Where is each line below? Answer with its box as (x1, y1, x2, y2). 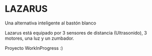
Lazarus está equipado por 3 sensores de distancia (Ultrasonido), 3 (5, 30, 147, 36)
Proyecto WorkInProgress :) (5, 45, 63, 51)
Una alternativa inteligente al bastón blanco (5, 20, 97, 26)
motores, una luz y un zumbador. (5, 35, 75, 41)
